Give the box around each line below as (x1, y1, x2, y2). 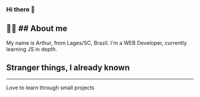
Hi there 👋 (6, 5, 36, 14)
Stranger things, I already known (6, 63, 130, 73)
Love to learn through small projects (6, 84, 95, 91)
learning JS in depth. (6, 46, 58, 53)
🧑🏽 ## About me (6, 24, 67, 34)
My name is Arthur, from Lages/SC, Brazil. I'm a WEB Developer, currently (6, 39, 187, 46)
